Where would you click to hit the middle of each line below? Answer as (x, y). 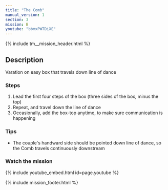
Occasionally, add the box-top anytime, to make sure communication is (88, 113)
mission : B (17, 24)
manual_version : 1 (25, 15)
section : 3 (17, 19)
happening (24, 118)
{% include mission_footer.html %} (42, 182)
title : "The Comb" (25, 10)
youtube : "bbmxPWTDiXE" (31, 29)
